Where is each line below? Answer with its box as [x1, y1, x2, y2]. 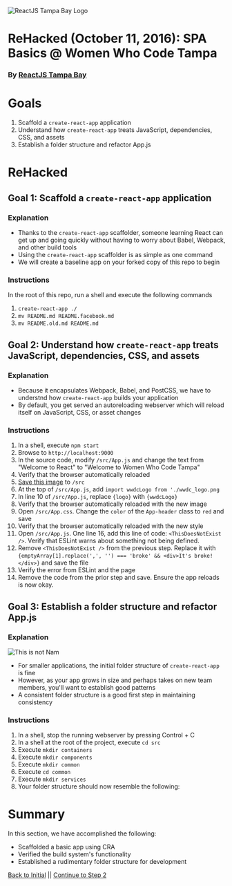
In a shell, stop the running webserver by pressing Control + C [17, 731, 195, 739]
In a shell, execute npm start [17, 441, 99, 449]
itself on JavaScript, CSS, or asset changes [17, 408, 142, 416]
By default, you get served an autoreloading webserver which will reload [17, 401, 224, 409]
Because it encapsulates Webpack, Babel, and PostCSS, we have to [17, 386, 211, 394]
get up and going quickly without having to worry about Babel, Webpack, [17, 236, 226, 244]
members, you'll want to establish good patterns [17, 683, 156, 691]
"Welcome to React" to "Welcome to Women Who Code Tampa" [17, 463, 200, 471]
